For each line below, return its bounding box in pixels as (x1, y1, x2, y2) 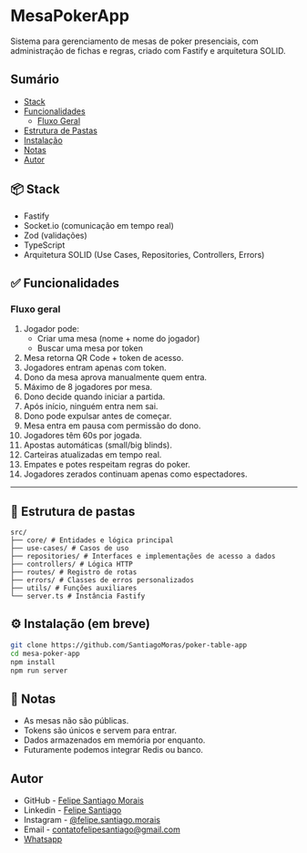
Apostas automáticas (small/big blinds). (23, 439, 172, 451)
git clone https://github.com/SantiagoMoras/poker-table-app (10, 640, 248, 650)
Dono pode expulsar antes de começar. (23, 411, 172, 422)
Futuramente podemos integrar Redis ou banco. (23, 745, 204, 755)
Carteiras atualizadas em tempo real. (23, 449, 162, 460)
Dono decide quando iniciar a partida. (23, 391, 166, 402)
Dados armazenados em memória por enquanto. (23, 735, 206, 745)
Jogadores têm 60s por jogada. (23, 430, 142, 441)
